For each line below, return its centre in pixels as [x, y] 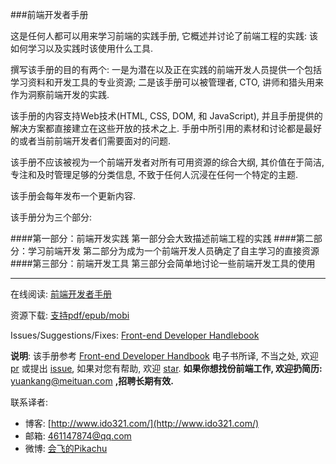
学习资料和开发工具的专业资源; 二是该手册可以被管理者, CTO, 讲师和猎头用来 [167, 82]
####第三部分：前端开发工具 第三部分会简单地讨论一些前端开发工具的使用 [163, 263]
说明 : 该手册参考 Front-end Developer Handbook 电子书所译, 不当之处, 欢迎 [164, 356]
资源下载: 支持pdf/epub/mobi [70, 315]
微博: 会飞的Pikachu [66, 448]
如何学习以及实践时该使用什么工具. [82, 48]
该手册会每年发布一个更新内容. [73, 196]
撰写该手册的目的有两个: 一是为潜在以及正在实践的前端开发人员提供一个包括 [166, 69]
